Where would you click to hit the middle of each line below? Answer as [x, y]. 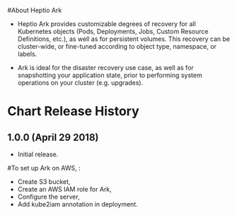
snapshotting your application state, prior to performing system [110, 75]
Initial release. [38, 154]
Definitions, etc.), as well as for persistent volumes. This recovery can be [124, 39]
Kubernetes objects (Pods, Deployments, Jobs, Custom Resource [113, 31]
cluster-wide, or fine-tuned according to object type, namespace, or [117, 46]
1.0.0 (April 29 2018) [53, 137]
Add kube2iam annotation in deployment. [77, 204]
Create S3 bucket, [44, 182]
